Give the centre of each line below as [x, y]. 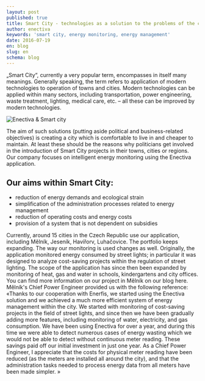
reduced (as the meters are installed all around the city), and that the [92, 359]
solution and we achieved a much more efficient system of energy [89, 300]
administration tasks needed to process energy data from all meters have [98, 365]
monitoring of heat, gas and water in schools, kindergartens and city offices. [102, 274]
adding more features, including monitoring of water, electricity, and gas [97, 320]
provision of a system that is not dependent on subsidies [86, 223]
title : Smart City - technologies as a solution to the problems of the [101, 23]
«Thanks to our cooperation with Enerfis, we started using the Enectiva [95, 294]
